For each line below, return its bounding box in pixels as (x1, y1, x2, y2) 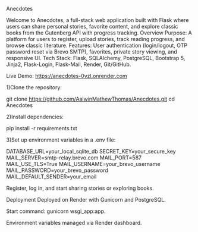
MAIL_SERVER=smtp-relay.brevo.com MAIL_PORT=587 (6, 154, 142, 161)
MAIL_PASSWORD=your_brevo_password (6, 167, 108, 174)
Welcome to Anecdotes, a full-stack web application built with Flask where (6, 17, 189, 23)
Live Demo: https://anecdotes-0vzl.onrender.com (6, 73, 127, 79)
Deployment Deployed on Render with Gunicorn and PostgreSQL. (6, 196, 166, 203)
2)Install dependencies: (6, 113, 64, 120)
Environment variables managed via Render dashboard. (6, 220, 142, 226)
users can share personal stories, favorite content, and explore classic (6, 23, 178, 30)
